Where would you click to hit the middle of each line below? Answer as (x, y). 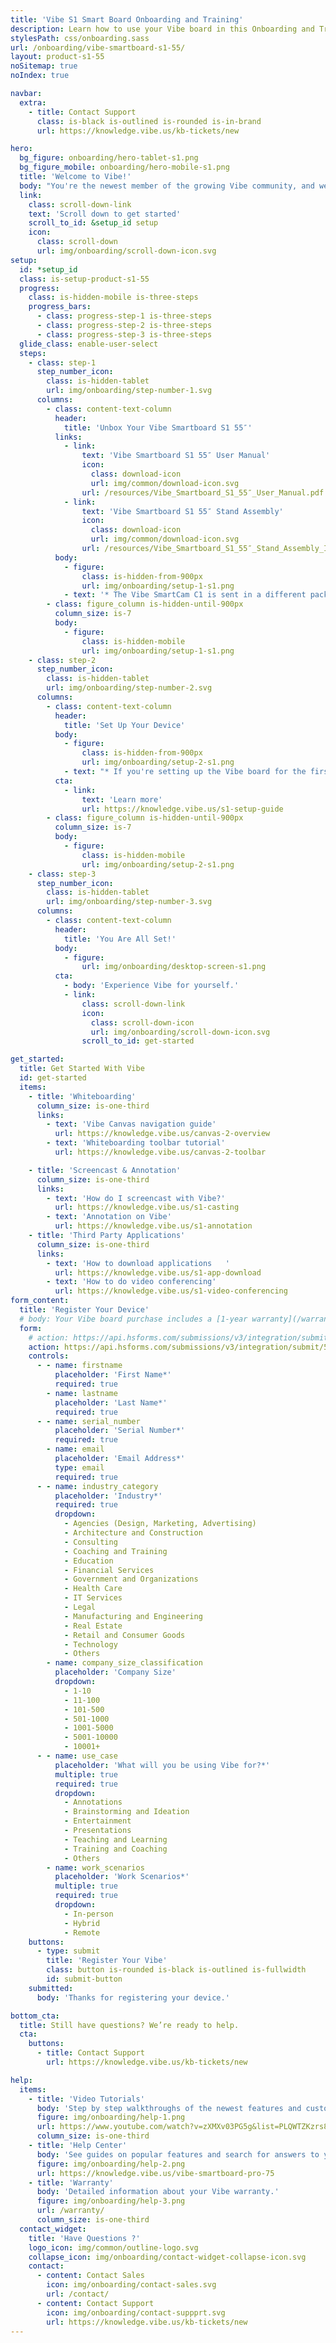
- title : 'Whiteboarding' (82, 1096)
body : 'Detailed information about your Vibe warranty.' (158, 2192)
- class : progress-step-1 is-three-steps (124, 316)
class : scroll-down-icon (142, 1022)
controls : (49, 1356)
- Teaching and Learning (115, 1839)
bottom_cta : (35, 2016)
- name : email (75, 1449)
